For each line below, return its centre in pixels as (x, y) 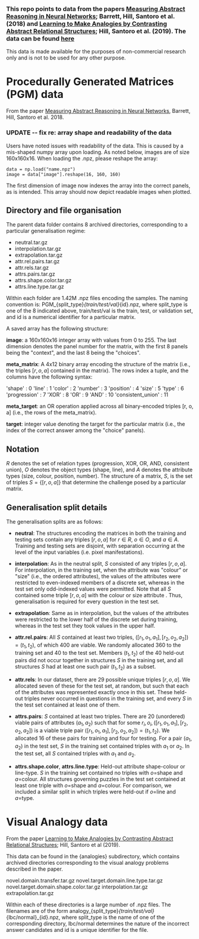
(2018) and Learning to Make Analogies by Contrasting (87, 24)
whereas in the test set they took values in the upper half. (85, 625)
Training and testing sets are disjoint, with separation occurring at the (100, 546)
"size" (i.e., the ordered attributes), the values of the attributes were (98, 576)
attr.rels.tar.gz (32, 268)
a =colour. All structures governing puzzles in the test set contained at (100, 779)
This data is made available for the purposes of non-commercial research (96, 52)
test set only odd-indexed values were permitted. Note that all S (93, 589)
